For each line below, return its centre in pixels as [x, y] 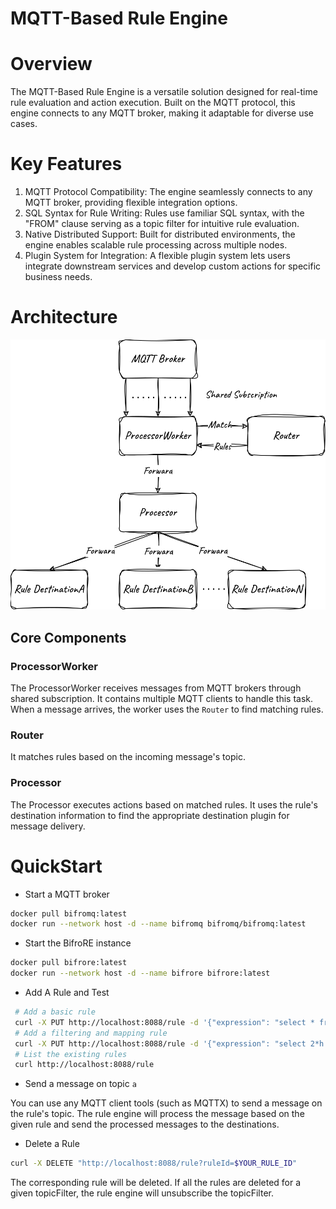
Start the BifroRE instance [78, 943]
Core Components [68, 637]
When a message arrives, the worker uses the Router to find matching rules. [167, 709]
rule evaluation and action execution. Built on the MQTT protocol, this [153, 103]
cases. [24, 124]
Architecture [64, 317]
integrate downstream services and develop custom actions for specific [173, 266]
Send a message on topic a [80, 1084]
